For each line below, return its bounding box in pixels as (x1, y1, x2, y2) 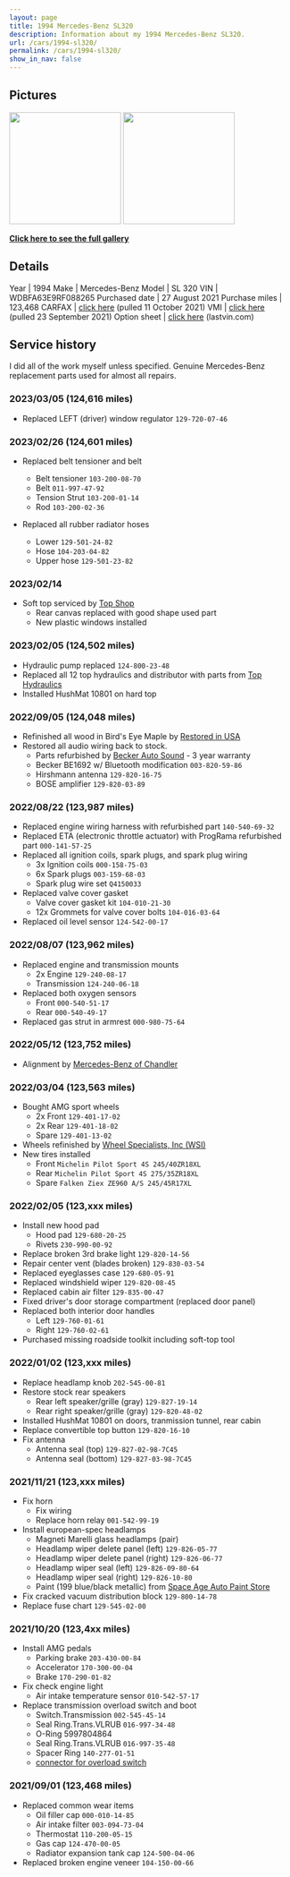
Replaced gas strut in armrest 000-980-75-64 (21, 1016, 186, 1027)
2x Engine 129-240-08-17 (35, 968, 127, 979)
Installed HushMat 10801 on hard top (21, 688, 157, 699)
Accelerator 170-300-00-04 (35, 1662, 134, 1673)
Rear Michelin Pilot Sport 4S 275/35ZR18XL (35, 1168, 199, 1179)
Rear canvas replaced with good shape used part (35, 608, 217, 619)
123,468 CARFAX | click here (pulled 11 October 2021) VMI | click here (9, 302, 265, 312)
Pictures (9, 88, 57, 103)
